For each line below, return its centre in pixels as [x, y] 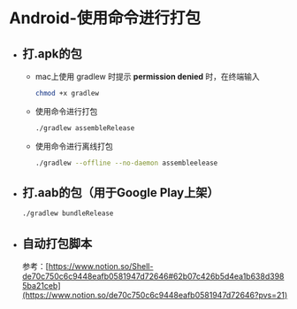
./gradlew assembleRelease [85, 128]
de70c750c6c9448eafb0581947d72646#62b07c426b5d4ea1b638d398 [153, 276]
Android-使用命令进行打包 [105, 18]
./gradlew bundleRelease [68, 213]
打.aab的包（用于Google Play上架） [120, 193]
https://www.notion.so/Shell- [101, 267]
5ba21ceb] [41, 286]
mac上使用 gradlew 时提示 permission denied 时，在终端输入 [147, 77]
